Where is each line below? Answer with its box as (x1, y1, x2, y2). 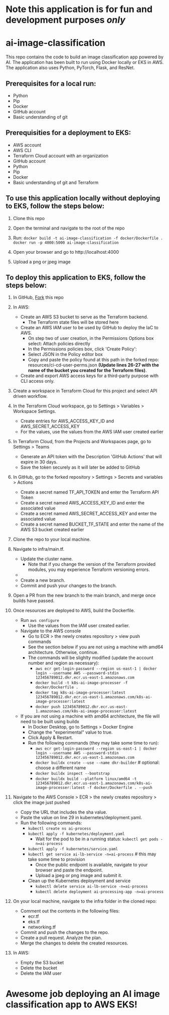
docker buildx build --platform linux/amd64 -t (35, 776, 137, 781)
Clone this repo (13, 215, 45, 221)
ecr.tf (28, 913, 39, 919)
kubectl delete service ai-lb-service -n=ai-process (35, 884, 148, 889)
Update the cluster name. (20, 556, 73, 562)
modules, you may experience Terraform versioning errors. (28, 566, 150, 572)
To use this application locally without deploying (6, 194, 160, 202)
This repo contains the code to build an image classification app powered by (6, 54, 163, 60)
